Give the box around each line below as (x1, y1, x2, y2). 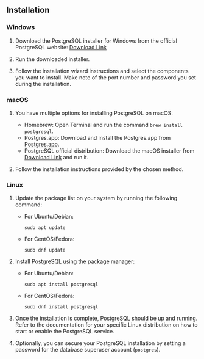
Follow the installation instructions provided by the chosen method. (15, 165, 184, 173)
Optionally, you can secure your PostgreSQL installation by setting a (15, 339, 186, 347)
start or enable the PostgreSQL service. (15, 328, 114, 335)
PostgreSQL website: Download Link (15, 43, 107, 51)
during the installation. (15, 80, 72, 87)
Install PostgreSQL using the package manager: (15, 258, 135, 265)
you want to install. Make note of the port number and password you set (15, 73, 197, 81)
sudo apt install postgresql (24, 281, 99, 288)
